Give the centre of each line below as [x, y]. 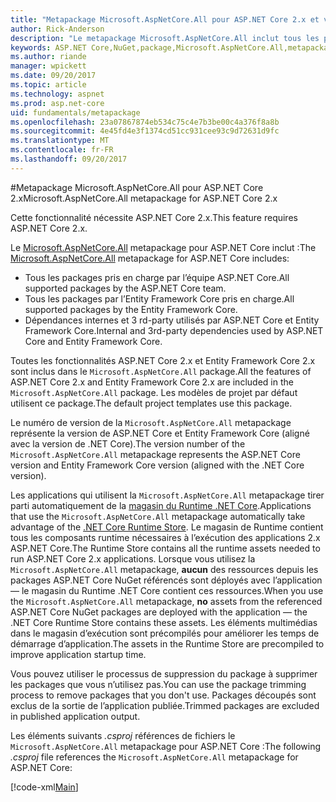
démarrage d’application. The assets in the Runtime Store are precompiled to [167, 643]
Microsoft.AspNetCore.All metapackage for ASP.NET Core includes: [150, 258]
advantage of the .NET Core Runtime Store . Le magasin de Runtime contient [167, 527]
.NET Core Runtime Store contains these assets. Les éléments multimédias [164, 622]
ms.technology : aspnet [57, 94]
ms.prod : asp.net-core [57, 103]
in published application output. [75, 716]
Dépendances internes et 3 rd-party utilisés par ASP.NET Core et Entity [172, 320]
